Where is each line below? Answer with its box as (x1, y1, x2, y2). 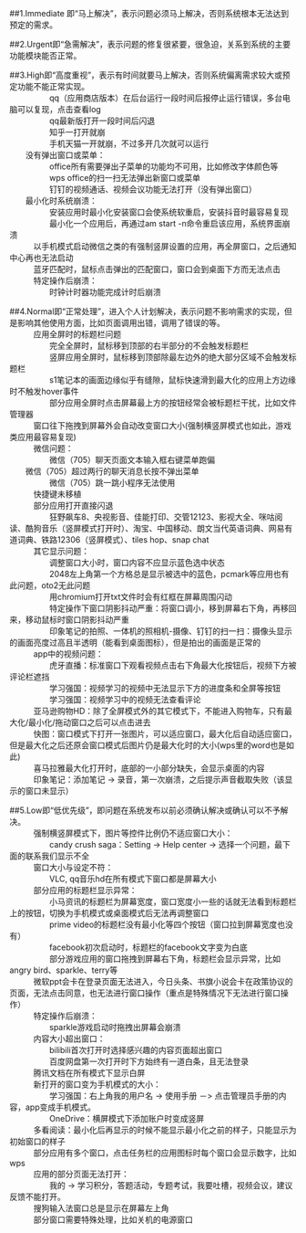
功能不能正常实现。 (16, 81, 89, 91)
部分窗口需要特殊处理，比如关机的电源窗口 (33, 1214, 193, 1225)
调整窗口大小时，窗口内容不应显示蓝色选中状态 (48, 557, 225, 568)
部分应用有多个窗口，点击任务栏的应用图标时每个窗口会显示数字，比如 (33, 1147, 297, 1158)
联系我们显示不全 (25, 850, 89, 861)
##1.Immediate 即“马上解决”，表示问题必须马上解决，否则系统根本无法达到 (9, 8, 290, 18)
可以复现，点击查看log (16, 104, 102, 114)
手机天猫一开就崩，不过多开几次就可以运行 (48, 138, 209, 149)
